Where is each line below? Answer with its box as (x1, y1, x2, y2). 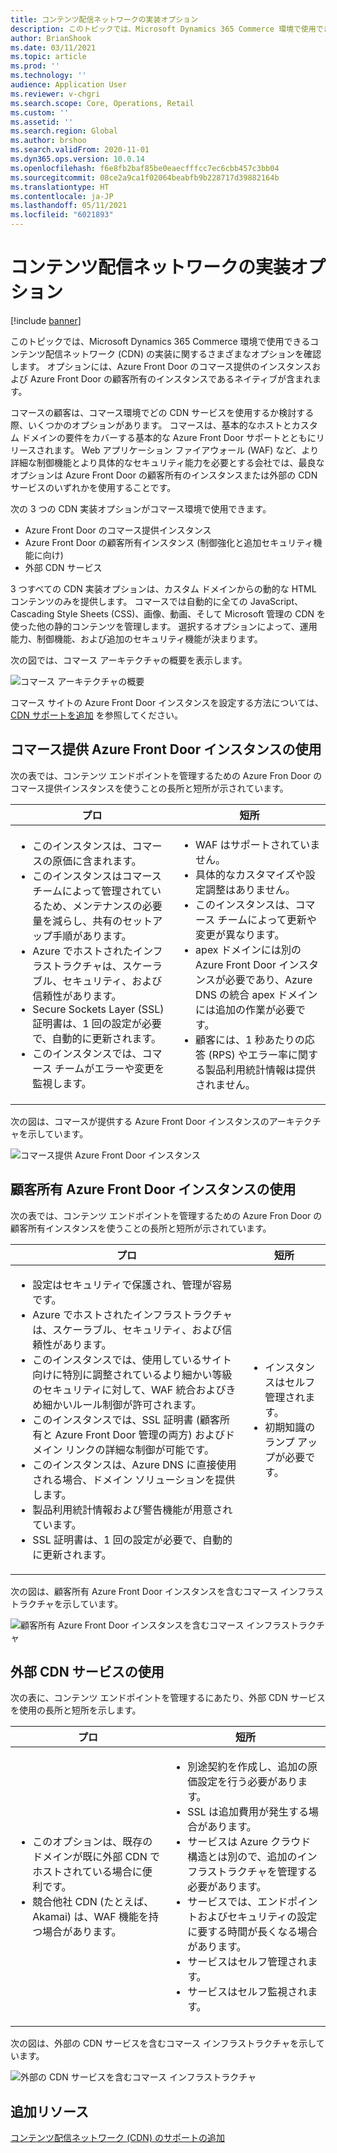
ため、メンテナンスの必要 (42, 899, 163, 913)
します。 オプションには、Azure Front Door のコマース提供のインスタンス (10, 360, 313, 372)
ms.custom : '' (10, 107, 70, 118)
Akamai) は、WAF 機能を (32, 1910, 150, 1924)
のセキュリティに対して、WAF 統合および (32, 1382, 227, 1396)
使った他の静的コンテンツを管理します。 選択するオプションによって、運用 (10, 620, 318, 632)
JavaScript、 (249, 595, 304, 607)
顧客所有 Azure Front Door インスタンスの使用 (10, 1181, 297, 1198)
